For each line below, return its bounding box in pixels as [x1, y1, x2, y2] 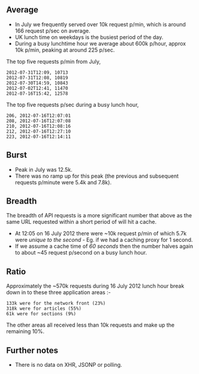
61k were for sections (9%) [6, 311, 77, 317]
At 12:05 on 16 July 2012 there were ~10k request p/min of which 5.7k [14, 230, 187, 237]
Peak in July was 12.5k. [14, 166, 73, 173]
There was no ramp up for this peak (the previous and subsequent [14, 172, 179, 179]
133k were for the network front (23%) [6, 300, 106, 307]
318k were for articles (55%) [6, 306, 82, 312]
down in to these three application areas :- [6, 289, 111, 296]
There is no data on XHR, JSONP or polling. [14, 361, 122, 369]
